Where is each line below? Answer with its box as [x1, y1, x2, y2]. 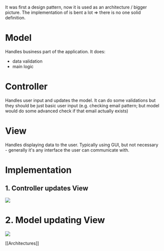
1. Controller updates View [5, 184, 88, 193]
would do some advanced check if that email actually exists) [5, 108, 129, 114]
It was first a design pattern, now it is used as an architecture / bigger [5, 4, 147, 10]
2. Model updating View [5, 215, 105, 226]
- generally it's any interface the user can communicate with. [5, 147, 130, 153]
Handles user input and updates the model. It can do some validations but [5, 97, 156, 103]
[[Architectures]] [5, 240, 39, 246]
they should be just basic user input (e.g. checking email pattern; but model [5, 102, 160, 108]
